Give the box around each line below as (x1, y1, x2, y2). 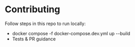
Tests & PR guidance (12, 36, 56, 42)
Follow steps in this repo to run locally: (5, 20, 86, 27)
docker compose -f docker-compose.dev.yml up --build (12, 30, 131, 36)
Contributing (5, 4, 60, 15)
